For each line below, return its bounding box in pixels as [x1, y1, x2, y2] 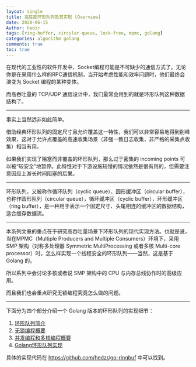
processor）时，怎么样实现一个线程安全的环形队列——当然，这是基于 [6, 249, 174, 256]
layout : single [6, 8, 43, 15]
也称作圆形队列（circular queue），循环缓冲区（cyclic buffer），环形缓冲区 [6, 195, 183, 202]
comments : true [6, 42, 43, 47]
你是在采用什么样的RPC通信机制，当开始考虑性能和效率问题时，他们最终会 [6, 71, 185, 78]
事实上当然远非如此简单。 [6, 115, 68, 123]
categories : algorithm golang [6, 36, 80, 42]
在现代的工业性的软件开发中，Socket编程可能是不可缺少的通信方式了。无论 [6, 63, 187, 70]
